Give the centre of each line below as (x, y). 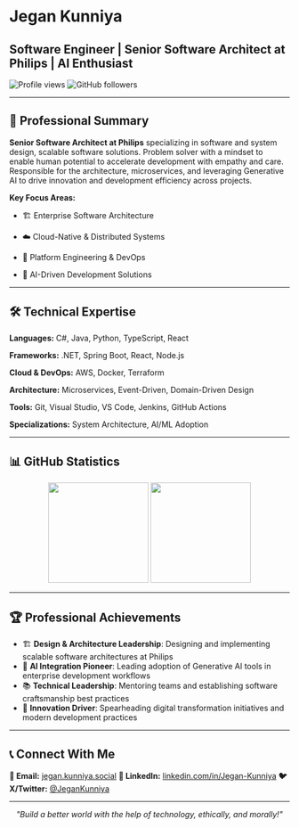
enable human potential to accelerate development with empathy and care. (147, 161)
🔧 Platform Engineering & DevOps (84, 257)
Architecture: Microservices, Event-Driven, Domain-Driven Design (132, 389)
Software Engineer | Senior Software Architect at (147, 49)
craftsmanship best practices (76, 699)
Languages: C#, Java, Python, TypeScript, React (99, 338)
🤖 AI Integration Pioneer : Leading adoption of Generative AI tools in (146, 667)
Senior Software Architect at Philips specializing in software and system (143, 142)
